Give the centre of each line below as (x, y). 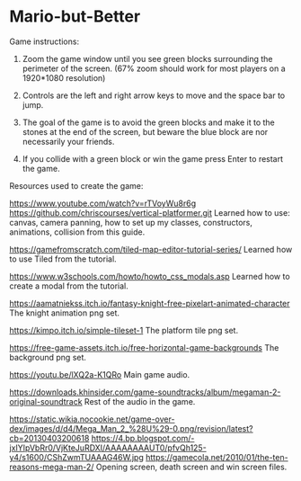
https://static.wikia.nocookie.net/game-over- (92, 419)
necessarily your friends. (68, 141)
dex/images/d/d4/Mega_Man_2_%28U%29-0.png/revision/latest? (131, 428)
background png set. (48, 357)
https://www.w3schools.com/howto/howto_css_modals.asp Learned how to (150, 276)
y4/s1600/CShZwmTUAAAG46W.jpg (76, 457)
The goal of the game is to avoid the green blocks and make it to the (149, 122)
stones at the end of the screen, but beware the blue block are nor (145, 131)
